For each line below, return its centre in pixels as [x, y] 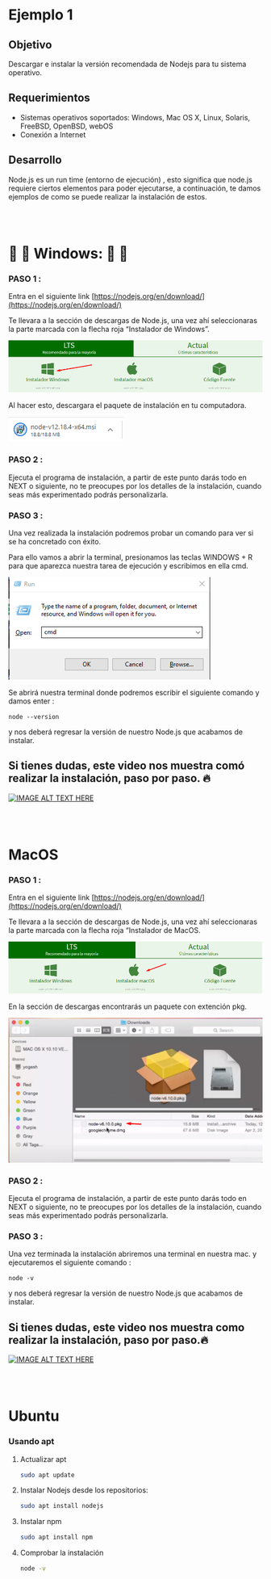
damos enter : [31, 701]
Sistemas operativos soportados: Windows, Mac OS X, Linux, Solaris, [135, 117]
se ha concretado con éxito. [55, 542]
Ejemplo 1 [41, 15]
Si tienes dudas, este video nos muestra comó [127, 766]
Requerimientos [49, 98]
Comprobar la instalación [62, 1553]
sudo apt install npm [56, 1537]
